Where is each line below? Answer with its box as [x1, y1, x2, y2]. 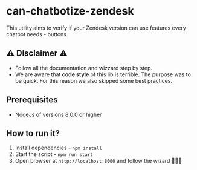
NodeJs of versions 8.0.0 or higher [15, 111, 102, 118]
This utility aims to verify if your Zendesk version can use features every [6, 24, 186, 31]
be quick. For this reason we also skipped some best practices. [15, 77, 173, 84]
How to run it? [6, 128, 60, 139]
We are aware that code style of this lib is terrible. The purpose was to [15, 71, 192, 78]
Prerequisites [6, 95, 58, 105]
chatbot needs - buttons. [6, 30, 68, 38]
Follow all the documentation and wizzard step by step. [15, 64, 153, 71]
